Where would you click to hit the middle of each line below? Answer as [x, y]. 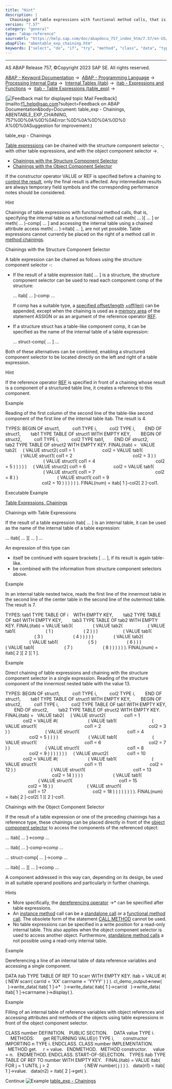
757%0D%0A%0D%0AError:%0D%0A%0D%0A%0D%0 [66, 120]
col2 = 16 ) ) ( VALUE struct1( [75, 786]
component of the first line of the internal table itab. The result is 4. [76, 418]
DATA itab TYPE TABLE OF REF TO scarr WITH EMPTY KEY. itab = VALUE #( [86, 976]
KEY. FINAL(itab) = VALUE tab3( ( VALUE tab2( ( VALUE [85, 625]
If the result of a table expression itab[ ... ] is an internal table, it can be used [86, 522]
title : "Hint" [20, 10]
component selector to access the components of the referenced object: [82, 827]
